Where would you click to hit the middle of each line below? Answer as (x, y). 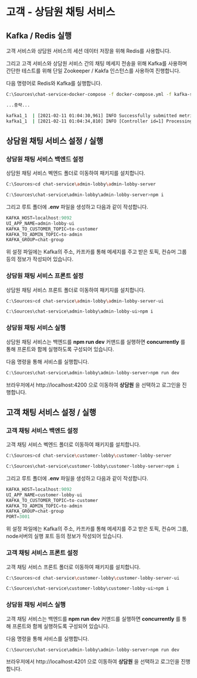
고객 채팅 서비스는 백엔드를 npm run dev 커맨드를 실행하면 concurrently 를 (93, 619)
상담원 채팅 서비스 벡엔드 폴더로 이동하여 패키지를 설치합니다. (76, 173)
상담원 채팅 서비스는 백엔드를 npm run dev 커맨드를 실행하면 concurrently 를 (96, 341)
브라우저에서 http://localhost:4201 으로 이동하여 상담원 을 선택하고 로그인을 (93, 662)
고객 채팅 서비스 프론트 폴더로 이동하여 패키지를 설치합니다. (73, 567)
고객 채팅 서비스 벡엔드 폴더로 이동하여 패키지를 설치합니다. (73, 444)
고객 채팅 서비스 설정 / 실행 (51, 412)
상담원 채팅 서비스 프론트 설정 (45, 276)
